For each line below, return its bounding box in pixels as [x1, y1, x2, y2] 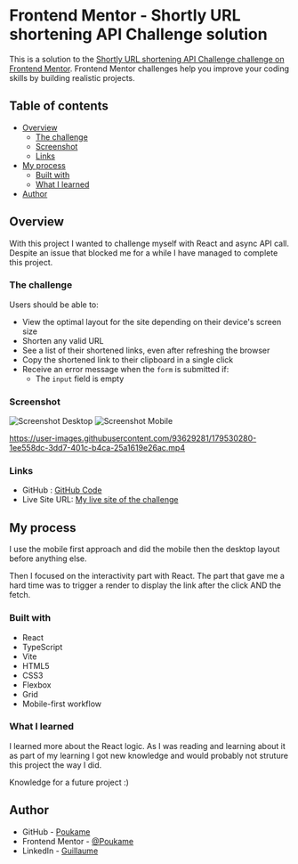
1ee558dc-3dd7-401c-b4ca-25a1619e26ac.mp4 [9, 443, 185, 453]
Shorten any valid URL [21, 335, 104, 346]
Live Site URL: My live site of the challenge [21, 494, 179, 505]
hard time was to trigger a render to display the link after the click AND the [9, 580, 282, 591]
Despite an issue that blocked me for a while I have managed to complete [9, 247, 278, 258]
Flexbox [21, 679, 52, 690]
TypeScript [21, 641, 63, 652]
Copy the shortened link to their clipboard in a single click [21, 354, 234, 365]
